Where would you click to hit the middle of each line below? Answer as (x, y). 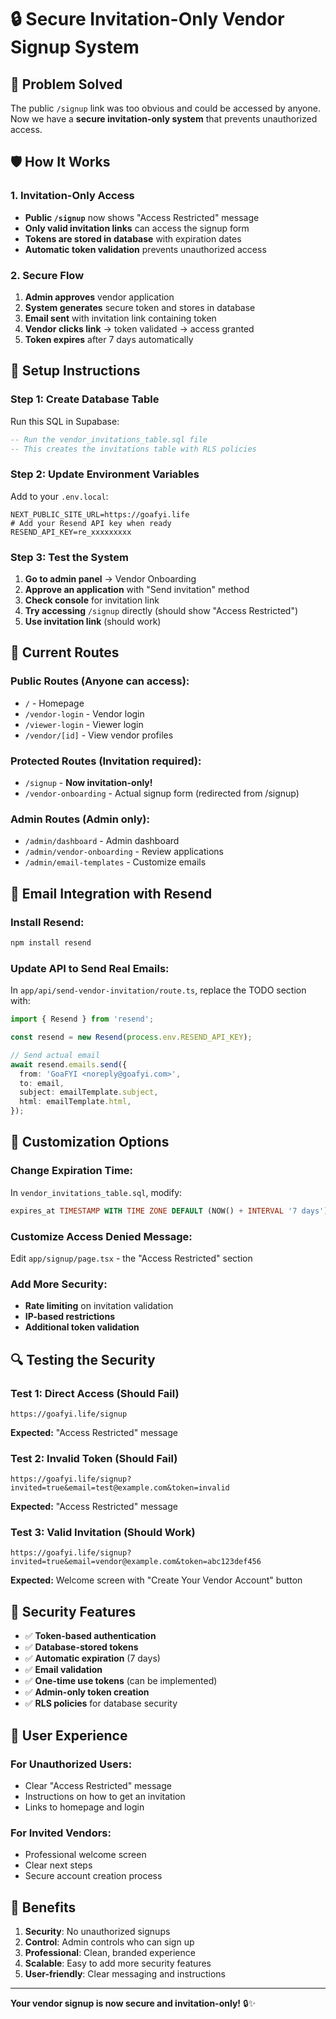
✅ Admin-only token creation (87, 1692)
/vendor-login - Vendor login (84, 713)
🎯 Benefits (43, 1907)
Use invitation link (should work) (93, 622)
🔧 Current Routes (65, 652)
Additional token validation (82, 1327)
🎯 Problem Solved (66, 84)
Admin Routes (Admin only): (80, 819)
